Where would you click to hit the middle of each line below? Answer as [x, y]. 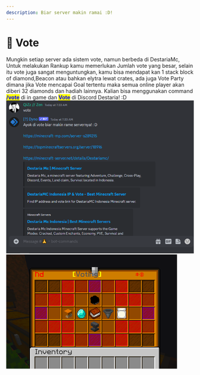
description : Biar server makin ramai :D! [60, 12]
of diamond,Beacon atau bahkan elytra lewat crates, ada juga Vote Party [95, 78]
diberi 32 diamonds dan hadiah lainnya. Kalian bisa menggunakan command [100, 91]
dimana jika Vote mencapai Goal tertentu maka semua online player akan [95, 85]
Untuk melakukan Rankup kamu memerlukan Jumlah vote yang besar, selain [100, 65]
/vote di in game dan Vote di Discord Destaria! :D [66, 97]
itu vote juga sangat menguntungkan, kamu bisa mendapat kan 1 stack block [100, 72]
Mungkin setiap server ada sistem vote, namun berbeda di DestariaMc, [93, 59]
